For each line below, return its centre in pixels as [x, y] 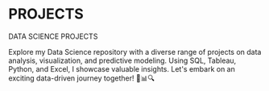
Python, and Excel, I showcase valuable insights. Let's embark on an [122, 68]
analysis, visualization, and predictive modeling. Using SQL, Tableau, [122, 60]
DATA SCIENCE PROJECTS [53, 36]
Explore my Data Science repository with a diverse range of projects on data [135, 52]
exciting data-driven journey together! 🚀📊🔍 [82, 78]
